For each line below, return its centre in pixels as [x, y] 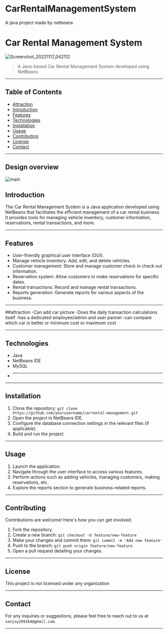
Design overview [32, 167]
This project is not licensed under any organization [57, 583]
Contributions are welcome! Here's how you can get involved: [69, 520]
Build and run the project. [38, 434]
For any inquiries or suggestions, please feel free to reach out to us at [77, 616]
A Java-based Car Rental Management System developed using [83, 66]
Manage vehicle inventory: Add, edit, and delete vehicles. [71, 261]
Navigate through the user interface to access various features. [78, 471]
